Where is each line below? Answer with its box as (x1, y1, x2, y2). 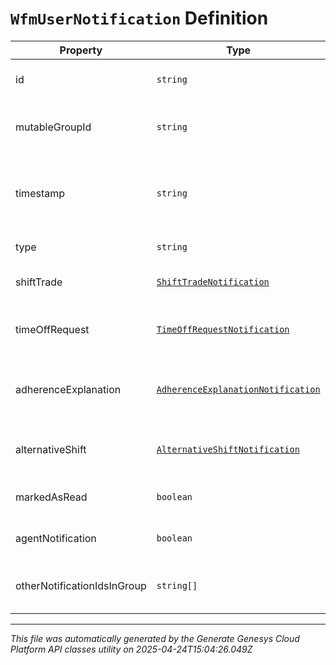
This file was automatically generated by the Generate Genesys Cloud (10, 632, 300, 644)
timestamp (15, 186, 66, 200)
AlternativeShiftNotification (156, 443, 300, 455)
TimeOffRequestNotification (156, 323, 290, 335)
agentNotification (15, 531, 97, 545)
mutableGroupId (15, 120, 92, 134)
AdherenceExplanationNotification (156, 383, 321, 395)
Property (59, 43, 103, 57)
